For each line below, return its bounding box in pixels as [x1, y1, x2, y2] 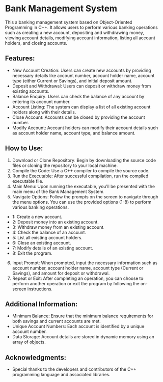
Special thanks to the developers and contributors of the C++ [12, 366, 136, 372]
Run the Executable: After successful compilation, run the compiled [12, 173, 149, 179]
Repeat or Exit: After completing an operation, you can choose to [12, 275, 144, 281]
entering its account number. [12, 99, 71, 105]
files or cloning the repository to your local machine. [12, 163, 118, 168]
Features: [5, 55, 35, 63]
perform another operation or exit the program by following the [12, 280, 140, 286]
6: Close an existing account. [12, 240, 71, 246]
